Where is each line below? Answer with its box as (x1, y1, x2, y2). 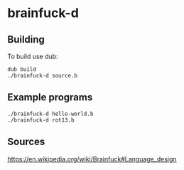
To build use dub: (7, 52, 58, 60)
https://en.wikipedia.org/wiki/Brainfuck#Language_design (7, 154, 177, 163)
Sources (7, 136, 45, 148)
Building (7, 33, 45, 46)
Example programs (7, 91, 93, 104)
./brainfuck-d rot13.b (7, 116, 75, 124)
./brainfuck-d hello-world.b (7, 110, 94, 117)
